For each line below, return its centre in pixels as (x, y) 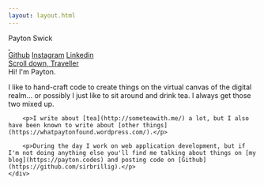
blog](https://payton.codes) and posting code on (92, 160)
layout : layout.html (42, 15)
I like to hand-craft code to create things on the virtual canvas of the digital (130, 87)
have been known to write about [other (74, 125)
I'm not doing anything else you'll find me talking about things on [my (132, 153)
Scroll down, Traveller (43, 63)
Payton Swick (30, 38)
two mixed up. (31, 104)
